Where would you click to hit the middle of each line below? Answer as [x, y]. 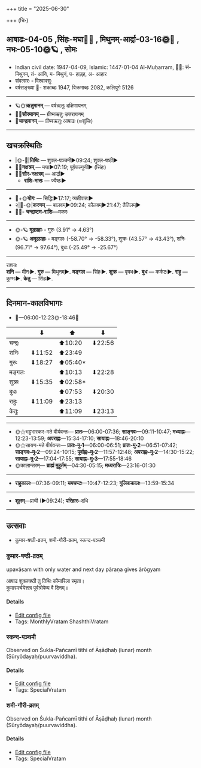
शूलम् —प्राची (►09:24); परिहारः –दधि [51, 501]
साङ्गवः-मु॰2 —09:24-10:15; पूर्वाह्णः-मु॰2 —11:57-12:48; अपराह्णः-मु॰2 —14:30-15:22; [104, 452]
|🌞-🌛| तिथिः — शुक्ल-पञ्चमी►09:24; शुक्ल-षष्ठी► [66, 160]
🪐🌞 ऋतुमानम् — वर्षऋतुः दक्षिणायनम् [51, 105]
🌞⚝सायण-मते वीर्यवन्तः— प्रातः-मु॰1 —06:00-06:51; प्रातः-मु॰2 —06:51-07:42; [96, 445]
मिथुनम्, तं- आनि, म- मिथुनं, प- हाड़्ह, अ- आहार [61, 74]
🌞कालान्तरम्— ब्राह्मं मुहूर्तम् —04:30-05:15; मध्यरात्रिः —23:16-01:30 [85, 465]
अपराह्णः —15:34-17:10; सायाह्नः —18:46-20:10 [95, 438]
